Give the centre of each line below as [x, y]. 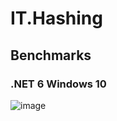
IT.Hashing [56, 18]
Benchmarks [51, 55]
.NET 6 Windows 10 [58, 84]
